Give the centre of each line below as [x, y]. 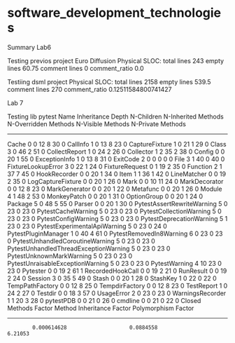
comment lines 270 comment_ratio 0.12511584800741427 [90, 89]
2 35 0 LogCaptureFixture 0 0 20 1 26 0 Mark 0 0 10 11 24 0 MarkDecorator [115, 181]
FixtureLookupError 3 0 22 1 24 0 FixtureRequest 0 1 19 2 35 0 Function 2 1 [115, 166]
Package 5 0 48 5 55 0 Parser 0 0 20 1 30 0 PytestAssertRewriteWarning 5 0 [117, 203]
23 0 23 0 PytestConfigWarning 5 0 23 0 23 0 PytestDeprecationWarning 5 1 [117, 218]
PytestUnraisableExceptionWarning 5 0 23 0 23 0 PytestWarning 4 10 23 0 [115, 263]
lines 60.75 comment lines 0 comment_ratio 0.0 [76, 68]
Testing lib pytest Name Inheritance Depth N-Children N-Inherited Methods [115, 116]
